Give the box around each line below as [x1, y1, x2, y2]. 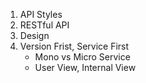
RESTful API [19, 19, 70, 31]
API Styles [19, 9, 63, 20]
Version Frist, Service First [19, 40, 130, 52]
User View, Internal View [34, 62, 137, 73]
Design [19, 30, 50, 41]
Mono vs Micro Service [34, 51, 131, 63]
